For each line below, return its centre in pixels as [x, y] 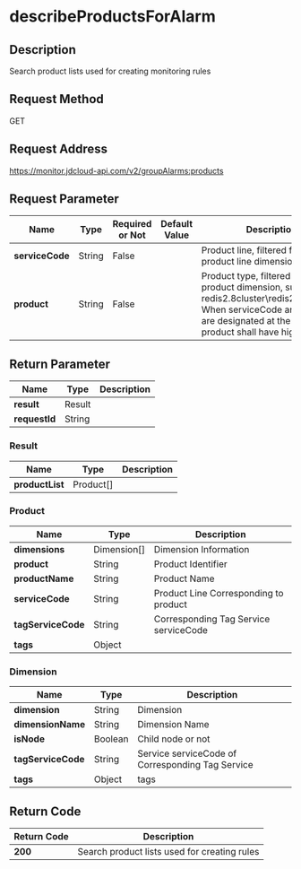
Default [177, 224]
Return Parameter [60, 364]
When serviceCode [242, 309]
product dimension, [242, 287]
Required [132, 224]
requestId [35, 419]
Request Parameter [64, 199]
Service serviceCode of [187, 753]
